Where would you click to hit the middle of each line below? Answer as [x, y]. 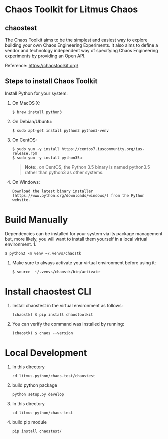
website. [21, 200]
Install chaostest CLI [48, 292]
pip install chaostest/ [37, 431]
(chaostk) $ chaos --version [43, 333]
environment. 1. [21, 244]
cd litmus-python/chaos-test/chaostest [54, 376]
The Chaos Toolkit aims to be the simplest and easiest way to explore [76, 40]
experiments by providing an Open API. [45, 56]
